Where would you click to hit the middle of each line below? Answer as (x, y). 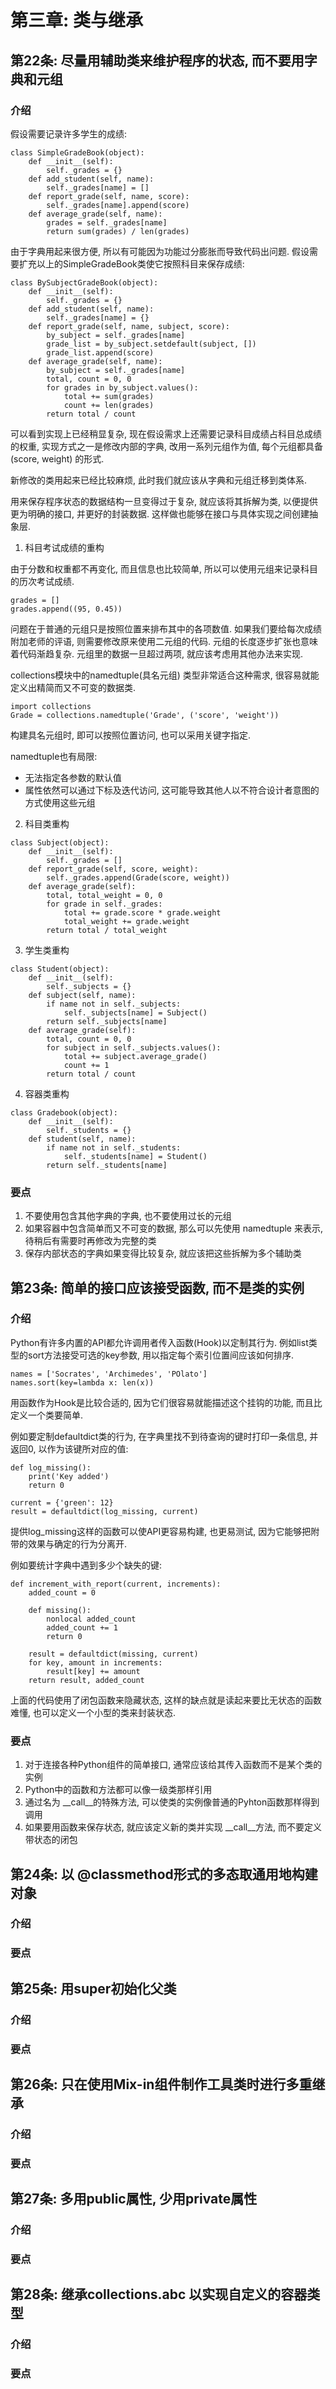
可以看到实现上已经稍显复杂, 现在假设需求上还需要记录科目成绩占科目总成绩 (166, 433)
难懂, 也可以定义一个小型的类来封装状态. (93, 1712)
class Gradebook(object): (64, 1112)
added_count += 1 (82, 1627)
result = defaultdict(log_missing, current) (104, 1511)
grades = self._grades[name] (107, 222)
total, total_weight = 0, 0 (104, 895)
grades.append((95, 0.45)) (66, 609)
